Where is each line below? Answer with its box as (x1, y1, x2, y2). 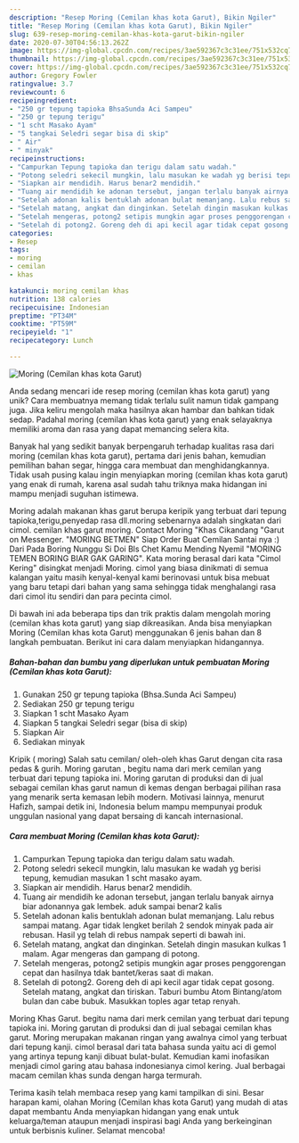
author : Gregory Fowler (9, 71, 98, 80)
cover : (9, 63, 34, 72)
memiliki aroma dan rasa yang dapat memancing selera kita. (9, 423, 230, 434)
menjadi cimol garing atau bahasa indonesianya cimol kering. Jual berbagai (9, 1060, 286, 1071)
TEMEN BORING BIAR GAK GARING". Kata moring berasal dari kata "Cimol (9, 552, 281, 563)
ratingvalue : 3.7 (9, 79, 74, 88)
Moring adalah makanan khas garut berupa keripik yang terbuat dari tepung (9, 505, 287, 516)
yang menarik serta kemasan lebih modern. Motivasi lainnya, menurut (9, 791, 265, 802)
